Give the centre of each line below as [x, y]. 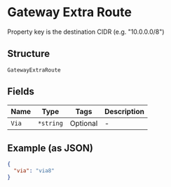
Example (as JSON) [50, 148]
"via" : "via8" [34, 171]
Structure [29, 54]
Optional [84, 123]
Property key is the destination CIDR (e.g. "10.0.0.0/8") [86, 32]
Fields [21, 92]
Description [124, 111]
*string [50, 123]
